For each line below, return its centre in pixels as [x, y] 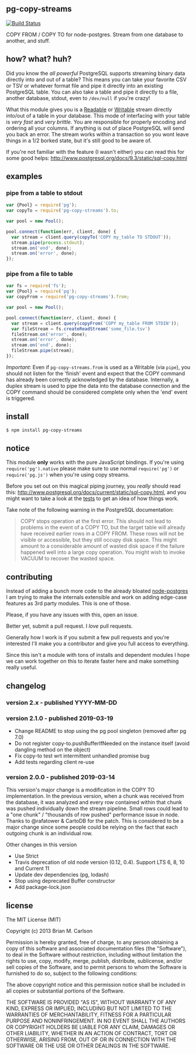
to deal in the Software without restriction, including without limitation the [94, 955]
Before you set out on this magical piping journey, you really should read [93, 486]
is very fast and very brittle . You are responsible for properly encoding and [96, 122]
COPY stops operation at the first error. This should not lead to [96, 521]
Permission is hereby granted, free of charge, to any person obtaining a [92, 942]
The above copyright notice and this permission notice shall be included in [96, 985]
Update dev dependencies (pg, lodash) [62, 875]
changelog [26, 686]
